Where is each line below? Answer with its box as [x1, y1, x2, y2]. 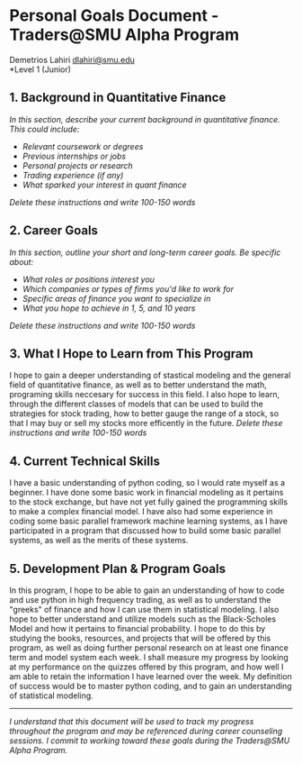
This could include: [9, 123, 80, 134]
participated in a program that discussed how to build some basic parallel [9, 525, 281, 536]
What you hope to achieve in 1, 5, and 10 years [22, 303, 196, 314]
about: [9, 256, 34, 267]
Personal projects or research [22, 159, 133, 171]
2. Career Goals [9, 223, 99, 239]
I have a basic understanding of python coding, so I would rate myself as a [9, 477, 286, 488]
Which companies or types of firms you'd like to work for [22, 283, 234, 294]
